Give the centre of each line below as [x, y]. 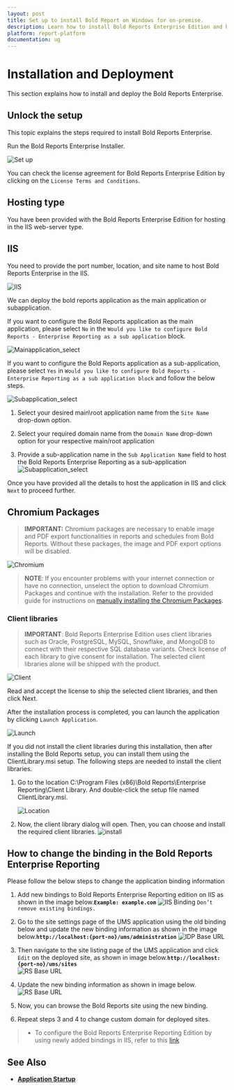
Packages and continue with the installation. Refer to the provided [119, 593]
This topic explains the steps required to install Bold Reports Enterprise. [110, 132]
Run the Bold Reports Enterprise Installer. [66, 146]
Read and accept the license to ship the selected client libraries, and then [112, 691]
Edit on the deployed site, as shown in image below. [92, 958]
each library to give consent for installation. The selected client [115, 656]
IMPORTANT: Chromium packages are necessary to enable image [119, 529]
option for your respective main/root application [86, 440]
